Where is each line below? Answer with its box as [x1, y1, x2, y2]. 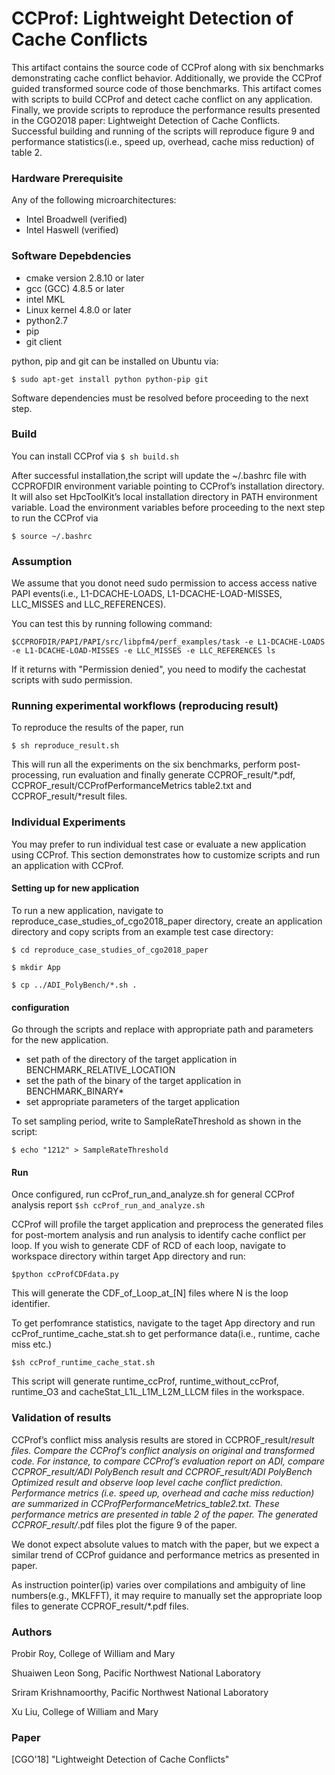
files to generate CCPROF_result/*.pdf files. [11, 1600, 189, 1612]
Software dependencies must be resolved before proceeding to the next [11, 392, 309, 404]
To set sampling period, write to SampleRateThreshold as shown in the [11, 1115, 302, 1127]
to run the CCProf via [11, 512, 99, 524]
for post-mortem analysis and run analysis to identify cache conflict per [11, 1229, 307, 1241]
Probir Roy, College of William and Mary [11, 1647, 176, 1659]
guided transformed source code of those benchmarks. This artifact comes [11, 82, 322, 94]
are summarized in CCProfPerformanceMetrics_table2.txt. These [11, 1497, 280, 1509]
